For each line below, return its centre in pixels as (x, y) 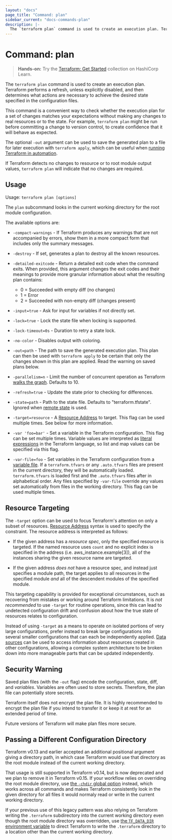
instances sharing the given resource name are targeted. (72, 557)
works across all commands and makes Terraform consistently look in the (83, 789)
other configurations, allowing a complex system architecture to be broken (84, 647)
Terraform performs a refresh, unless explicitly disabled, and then (74, 90)
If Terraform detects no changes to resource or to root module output (79, 163)
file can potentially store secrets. (40, 693)
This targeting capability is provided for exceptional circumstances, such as (85, 594)
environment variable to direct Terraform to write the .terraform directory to (86, 826)
